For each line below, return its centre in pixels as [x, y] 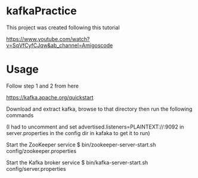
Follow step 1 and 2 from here [43, 86]
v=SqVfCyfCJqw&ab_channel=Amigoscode [60, 45]
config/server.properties [36, 168]
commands [20, 115]
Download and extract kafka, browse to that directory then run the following [99, 109]
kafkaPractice [42, 11]
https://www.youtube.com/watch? [48, 39]
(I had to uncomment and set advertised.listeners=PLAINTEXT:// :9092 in [95, 127]
